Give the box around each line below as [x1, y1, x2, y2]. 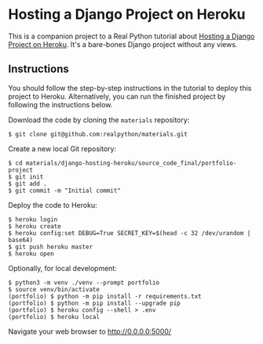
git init [15, 172, 44, 181]
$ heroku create [8, 222, 61, 230]
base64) [8, 236, 34, 244]
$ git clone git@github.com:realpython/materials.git [8, 130, 188, 138]
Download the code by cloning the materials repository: [8, 115, 190, 125]
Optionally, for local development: [8, 263, 118, 273]
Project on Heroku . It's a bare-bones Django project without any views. [8, 39, 238, 49]
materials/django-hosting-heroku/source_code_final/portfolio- [25, 159, 237, 167]
